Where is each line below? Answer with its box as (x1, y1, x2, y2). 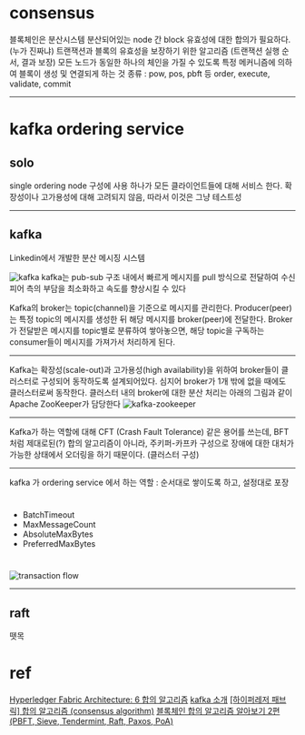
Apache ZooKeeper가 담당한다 (9, 398, 121, 409)
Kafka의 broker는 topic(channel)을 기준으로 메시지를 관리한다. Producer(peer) (9, 302, 292, 313)
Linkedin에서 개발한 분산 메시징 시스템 (9, 252, 145, 263)
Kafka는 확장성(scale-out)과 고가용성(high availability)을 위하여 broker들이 (9, 364, 280, 375)
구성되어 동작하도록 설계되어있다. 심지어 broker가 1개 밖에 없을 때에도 (40, 376, 287, 387)
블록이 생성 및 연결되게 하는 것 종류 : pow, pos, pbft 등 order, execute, (18, 67, 271, 79)
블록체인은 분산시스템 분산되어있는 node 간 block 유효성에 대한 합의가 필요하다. (9, 34, 291, 45)
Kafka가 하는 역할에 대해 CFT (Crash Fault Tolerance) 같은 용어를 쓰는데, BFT (9, 426, 290, 437)
